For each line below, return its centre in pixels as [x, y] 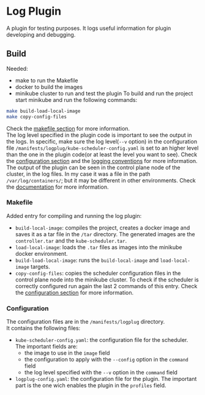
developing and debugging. [41, 34]
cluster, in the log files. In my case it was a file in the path [79, 174]
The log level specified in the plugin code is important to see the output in [99, 135]
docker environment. [42, 253]
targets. [40, 266]
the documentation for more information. [58, 187]
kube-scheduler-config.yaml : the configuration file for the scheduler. [102, 340]
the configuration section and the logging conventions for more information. [102, 161]
